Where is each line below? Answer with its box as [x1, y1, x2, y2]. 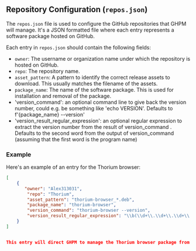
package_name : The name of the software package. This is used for [14, 86, 174, 93]
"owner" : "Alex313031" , [24, 186, 82, 191]
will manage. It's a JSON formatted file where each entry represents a [6, 26, 174, 33]
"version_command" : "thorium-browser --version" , [27, 207, 150, 214]
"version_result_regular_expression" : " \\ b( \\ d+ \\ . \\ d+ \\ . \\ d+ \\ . [27, 213, 192, 219]
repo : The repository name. [14, 67, 80, 75]
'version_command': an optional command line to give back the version [14, 99, 187, 106]
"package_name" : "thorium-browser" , [27, 202, 116, 208]
